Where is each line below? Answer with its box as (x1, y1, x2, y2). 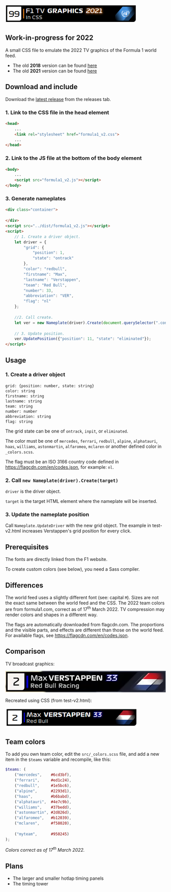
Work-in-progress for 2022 (5, 34, 94, 42)
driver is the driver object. (5, 489, 61, 495)
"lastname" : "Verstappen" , (23, 277, 81, 282)
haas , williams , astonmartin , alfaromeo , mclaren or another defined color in (5, 443, 162, 449)
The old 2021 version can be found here (12, 68, 97, 74)
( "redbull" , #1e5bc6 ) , (14, 783, 72, 788)
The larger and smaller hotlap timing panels (12, 875, 104, 881)
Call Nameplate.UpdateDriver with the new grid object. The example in (5, 522, 152, 529)
